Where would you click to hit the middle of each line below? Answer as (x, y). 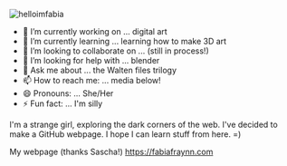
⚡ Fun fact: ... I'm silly (62, 103)
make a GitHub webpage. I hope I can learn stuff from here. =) (125, 134)
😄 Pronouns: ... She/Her (68, 93)
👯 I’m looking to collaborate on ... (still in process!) (116, 51)
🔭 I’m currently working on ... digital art (95, 31)
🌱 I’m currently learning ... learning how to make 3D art (124, 41)
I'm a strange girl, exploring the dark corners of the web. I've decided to (143, 124)
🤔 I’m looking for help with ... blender (91, 60)
